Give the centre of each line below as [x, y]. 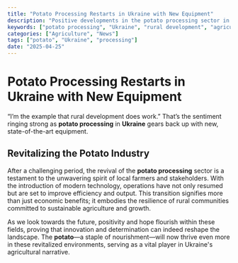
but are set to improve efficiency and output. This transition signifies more [115, 193]
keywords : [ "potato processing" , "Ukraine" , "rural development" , [107, 27]
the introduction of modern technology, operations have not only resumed [115, 185]
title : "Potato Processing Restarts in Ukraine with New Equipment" [110, 14]
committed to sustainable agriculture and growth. [79, 208]
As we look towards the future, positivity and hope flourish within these [111, 222]
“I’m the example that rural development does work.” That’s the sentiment [114, 116]
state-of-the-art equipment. [48, 131]
